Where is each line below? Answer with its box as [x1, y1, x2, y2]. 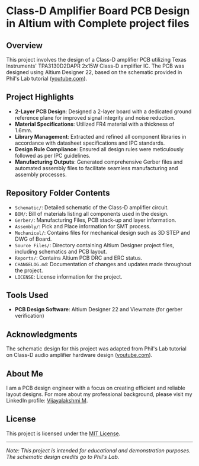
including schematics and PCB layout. [14, 248, 107, 255]
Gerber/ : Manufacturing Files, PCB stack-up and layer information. [14, 216, 176, 224]
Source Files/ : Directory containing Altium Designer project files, [14, 241, 175, 248]
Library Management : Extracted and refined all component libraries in [14, 133, 187, 140]
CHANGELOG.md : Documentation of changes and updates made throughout [14, 260, 191, 267]
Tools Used [6, 291, 49, 301]
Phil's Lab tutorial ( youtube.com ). [6, 75, 88, 82]
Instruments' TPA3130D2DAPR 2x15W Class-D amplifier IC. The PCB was [6, 62, 185, 69]
